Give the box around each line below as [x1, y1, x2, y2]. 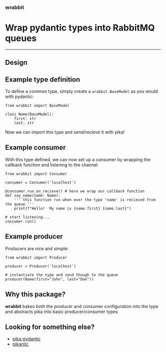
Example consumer [5, 143, 66, 152]
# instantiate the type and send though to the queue [5, 272, 119, 277]
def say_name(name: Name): [5, 193, 61, 198]
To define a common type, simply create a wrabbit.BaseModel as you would [5, 88, 158, 94]
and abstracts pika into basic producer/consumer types [5, 308, 118, 314]
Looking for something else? [5, 323, 95, 331]
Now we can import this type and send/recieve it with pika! [5, 129, 125, 135]
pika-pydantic [12, 336, 41, 342]
